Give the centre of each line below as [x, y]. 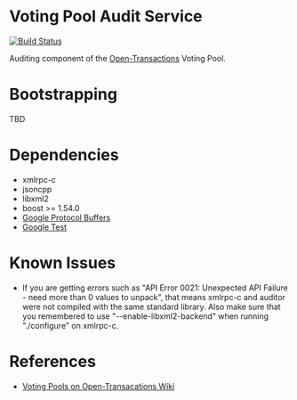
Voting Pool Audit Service [106, 16]
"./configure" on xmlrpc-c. [70, 325]
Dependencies [64, 155]
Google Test [44, 227]
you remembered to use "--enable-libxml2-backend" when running [145, 316]
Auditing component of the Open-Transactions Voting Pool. [118, 58]
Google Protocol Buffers [66, 217]
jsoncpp [37, 189]
